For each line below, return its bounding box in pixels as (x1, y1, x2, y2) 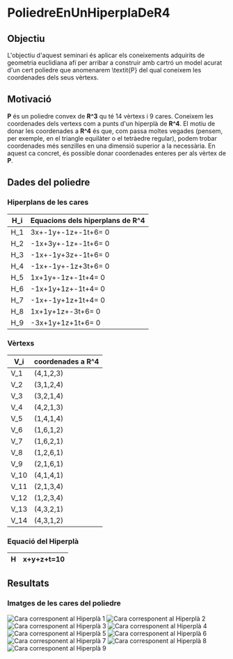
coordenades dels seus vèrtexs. (7, 73, 99, 82)
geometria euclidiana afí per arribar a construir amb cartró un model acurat (7, 59, 223, 67)
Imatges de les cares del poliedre (7, 598, 122, 608)
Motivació (7, 93, 52, 105)
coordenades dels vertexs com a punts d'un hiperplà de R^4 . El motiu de (7, 119, 216, 127)
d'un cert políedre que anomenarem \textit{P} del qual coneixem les (7, 66, 202, 74)
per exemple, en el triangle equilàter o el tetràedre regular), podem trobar (7, 134, 217, 142)
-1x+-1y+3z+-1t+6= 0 (30, 249, 110, 259)
